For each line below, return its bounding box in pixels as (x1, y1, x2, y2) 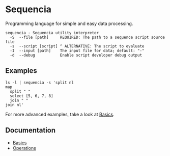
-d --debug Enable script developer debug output (10, 53, 143, 58)
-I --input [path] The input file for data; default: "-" (10, 48, 145, 53)
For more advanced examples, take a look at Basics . (5, 111, 115, 117)
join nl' (5, 102, 24, 108)
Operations (12, 145, 37, 151)
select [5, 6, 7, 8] (10, 93, 53, 98)
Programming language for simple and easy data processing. (5, 20, 133, 27)
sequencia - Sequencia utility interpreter (5, 30, 99, 35)
